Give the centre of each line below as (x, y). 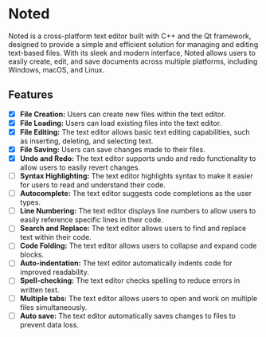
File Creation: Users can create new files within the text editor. (123, 114)
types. (30, 202)
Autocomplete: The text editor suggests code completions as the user (136, 194)
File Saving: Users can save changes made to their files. (112, 149)
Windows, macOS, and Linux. (57, 69)
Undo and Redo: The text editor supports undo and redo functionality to (138, 159)
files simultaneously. (53, 307)
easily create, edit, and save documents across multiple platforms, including (133, 61)
